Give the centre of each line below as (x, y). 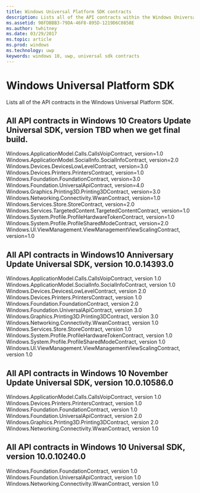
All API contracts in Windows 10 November (87, 373)
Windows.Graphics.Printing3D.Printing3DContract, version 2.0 (82, 422)
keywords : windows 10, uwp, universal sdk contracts (73, 56)
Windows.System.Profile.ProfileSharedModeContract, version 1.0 (86, 342)
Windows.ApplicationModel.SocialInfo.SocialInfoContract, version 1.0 (91, 285)
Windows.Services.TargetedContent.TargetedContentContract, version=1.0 (98, 211)
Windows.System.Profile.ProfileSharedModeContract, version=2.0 (87, 224)
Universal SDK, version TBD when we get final (93, 130)
